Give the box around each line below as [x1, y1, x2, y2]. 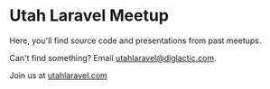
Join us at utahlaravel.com [9, 69, 108, 81]
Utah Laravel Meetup [9, 5, 170, 26]
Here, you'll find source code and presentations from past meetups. [9, 35, 262, 46]
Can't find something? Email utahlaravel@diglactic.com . [9, 52, 217, 63]
